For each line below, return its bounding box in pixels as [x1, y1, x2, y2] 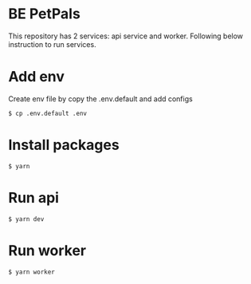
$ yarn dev [8, 215, 45, 223]
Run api [8, 189, 60, 207]
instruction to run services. [8, 39, 97, 49]
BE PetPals [8, 5, 81, 23]
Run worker [8, 241, 87, 259]
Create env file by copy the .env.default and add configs [8, 93, 193, 104]
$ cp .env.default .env [8, 109, 88, 117]
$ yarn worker [8, 268, 56, 276]
